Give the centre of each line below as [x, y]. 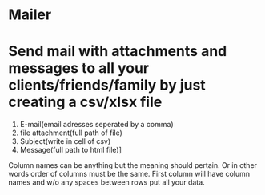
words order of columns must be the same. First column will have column [129, 174]
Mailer [30, 15]
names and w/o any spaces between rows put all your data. [107, 182]
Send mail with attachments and [118, 52]
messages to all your [79, 68]
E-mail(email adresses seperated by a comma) [96, 125]
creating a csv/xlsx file [85, 102]
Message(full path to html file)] [71, 150]
